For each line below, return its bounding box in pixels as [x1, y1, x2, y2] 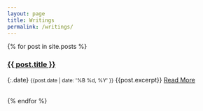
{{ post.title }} [7, 60, 56, 70]
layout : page [7, 10, 45, 17]
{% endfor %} [7, 96, 48, 105]
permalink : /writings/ [7, 23, 73, 30]
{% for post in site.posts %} [7, 43, 87, 51]
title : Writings [7, 17, 55, 24]
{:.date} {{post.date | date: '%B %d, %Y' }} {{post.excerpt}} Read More [7, 75, 196, 84]
